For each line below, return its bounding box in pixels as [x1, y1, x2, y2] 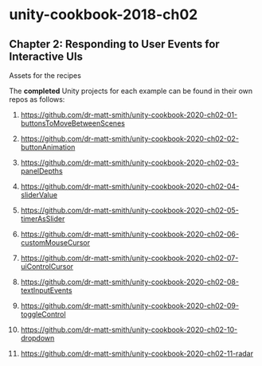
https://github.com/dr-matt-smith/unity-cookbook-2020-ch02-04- [20, 181, 240, 191]
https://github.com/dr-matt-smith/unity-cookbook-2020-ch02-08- [20, 277, 240, 286]
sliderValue [20, 190, 58, 200]
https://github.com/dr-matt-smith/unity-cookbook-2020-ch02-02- [20, 134, 240, 143]
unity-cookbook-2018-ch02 [9, 6, 198, 24]
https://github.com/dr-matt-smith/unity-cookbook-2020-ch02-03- [20, 158, 240, 167]
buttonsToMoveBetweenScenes [20, 119, 126, 128]
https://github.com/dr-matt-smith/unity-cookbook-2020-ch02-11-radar [20, 348, 254, 358]
